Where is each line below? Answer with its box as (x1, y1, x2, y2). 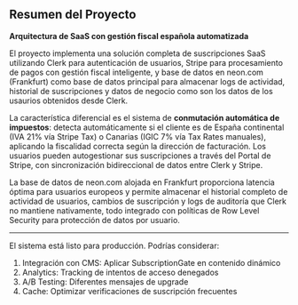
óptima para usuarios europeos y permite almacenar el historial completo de (9, 186, 288, 197)
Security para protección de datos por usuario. (9, 214, 180, 225)
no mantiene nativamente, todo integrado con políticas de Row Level (9, 205, 260, 216)
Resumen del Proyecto (9, 7, 137, 22)
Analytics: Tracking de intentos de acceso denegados (21, 267, 219, 277)
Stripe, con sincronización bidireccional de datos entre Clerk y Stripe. (9, 159, 263, 170)
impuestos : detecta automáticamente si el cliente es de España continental (9, 122, 285, 132)
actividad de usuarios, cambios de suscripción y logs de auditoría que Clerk (9, 196, 286, 206)
